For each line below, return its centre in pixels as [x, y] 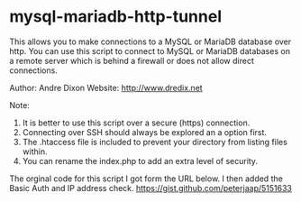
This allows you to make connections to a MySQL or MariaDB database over [150, 41]
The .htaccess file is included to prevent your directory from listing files [155, 142]
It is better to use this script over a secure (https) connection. [136, 123]
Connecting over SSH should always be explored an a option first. [145, 132]
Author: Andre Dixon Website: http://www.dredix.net [106, 87]
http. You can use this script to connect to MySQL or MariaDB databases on [150, 50]
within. [35, 151]
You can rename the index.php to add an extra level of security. [140, 161]
